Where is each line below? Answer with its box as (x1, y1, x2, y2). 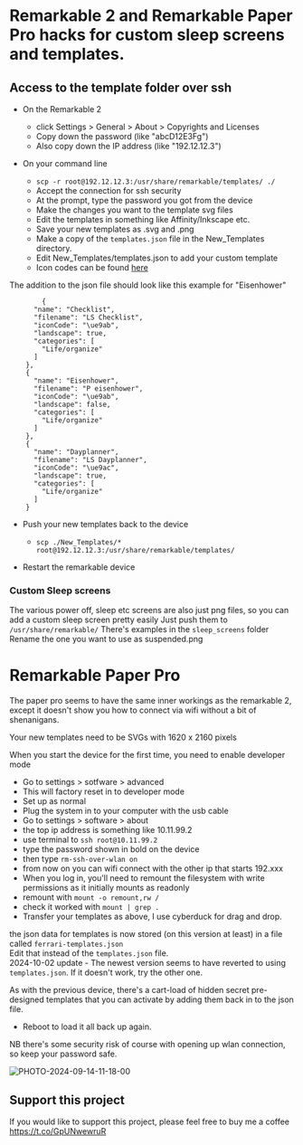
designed (9, 994, 45, 1005)
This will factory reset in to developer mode (22, 786, 185, 797)
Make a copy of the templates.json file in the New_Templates (35, 233, 265, 244)
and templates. (9, 44, 125, 64)
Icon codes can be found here (35, 262, 149, 272)
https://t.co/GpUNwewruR (9, 1126, 107, 1137)
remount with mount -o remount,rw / (22, 892, 160, 903)
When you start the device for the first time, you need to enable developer (9, 750, 286, 761)
